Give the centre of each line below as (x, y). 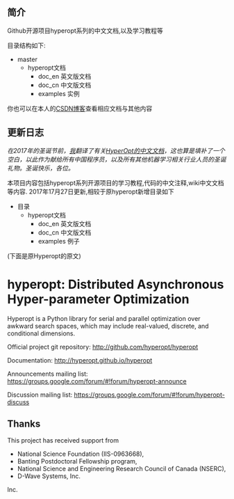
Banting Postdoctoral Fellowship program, (77, 461)
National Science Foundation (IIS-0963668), (81, 454)
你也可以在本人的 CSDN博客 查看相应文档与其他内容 (80, 108)
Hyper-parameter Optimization (98, 299)
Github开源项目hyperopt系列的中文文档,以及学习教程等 (85, 31)
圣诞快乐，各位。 (50, 168)
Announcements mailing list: (48, 374)
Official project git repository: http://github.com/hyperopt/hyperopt (103, 347)
